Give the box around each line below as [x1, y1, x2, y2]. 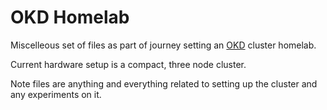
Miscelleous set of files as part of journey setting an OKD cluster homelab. [10, 39, 317, 51]
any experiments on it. [10, 88, 102, 100]
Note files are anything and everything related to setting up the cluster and [10, 77, 318, 90]
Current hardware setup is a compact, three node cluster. [10, 58, 247, 70]
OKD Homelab [10, 6, 130, 29]
